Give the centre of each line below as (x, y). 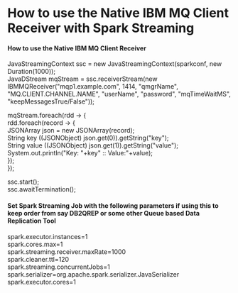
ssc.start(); (23, 182)
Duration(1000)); (31, 72)
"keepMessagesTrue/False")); (51, 101)
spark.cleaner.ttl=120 (38, 259)
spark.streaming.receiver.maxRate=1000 (67, 251)
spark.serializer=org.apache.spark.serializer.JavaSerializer (93, 274)
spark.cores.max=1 (35, 244)
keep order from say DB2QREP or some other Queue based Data (104, 213)
